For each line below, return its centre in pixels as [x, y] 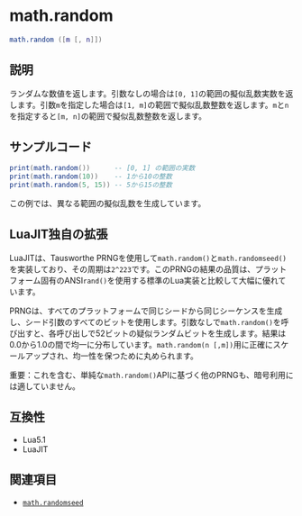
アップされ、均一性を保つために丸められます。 [111, 356]
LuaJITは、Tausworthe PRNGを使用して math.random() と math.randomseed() [148, 258]
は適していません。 [45, 386]
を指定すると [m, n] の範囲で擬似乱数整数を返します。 [108, 116]
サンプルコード [50, 147]
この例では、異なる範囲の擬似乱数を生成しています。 [108, 204]
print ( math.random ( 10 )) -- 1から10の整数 [91, 177]
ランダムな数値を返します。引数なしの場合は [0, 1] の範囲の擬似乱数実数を [147, 93]
